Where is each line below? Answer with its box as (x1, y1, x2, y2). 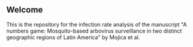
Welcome (6, 5, 43, 15)
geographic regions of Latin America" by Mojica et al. (6, 33, 140, 41)
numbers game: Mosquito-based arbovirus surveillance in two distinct (6, 27, 183, 34)
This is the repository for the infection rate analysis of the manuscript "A (6, 20, 187, 28)
